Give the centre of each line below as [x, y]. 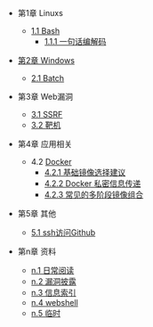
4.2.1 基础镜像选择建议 [85, 172]
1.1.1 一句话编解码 [75, 41]
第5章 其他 [37, 213]
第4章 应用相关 [45, 144]
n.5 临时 [45, 313]
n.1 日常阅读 [52, 270]
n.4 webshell [54, 302]
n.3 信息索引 [54, 293]
